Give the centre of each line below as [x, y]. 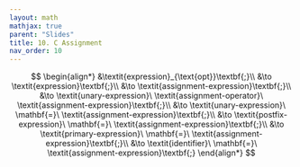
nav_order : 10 [36, 51]
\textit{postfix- [261, 115]
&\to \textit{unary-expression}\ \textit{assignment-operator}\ [151, 96]
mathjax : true [36, 26]
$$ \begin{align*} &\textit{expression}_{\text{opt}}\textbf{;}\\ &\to [151, 76]
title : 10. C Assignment [56, 43]
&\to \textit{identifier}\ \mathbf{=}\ [194, 144]
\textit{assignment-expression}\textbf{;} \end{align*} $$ [151, 153]
